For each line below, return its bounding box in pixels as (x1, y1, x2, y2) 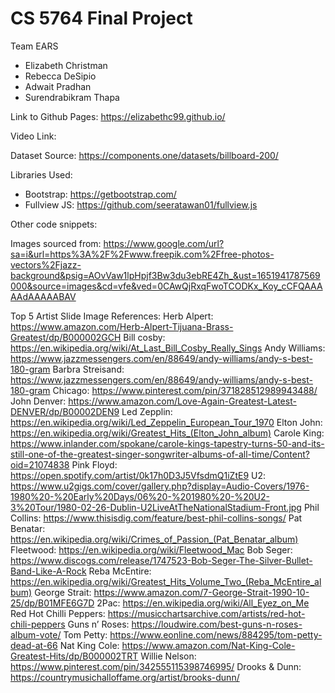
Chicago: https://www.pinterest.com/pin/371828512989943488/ (52, 384, 318, 396)
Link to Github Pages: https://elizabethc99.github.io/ (10, 110, 226, 122)
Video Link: (10, 130, 57, 142)
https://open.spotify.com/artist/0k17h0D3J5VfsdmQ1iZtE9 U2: (10, 469, 267, 481)
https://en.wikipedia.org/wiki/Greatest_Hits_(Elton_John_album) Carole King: (10, 427, 325, 439)
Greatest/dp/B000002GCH (10, 331, 122, 343)
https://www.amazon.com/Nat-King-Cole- (121, 639, 296, 651)
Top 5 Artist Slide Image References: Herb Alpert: (10, 310, 214, 322)
